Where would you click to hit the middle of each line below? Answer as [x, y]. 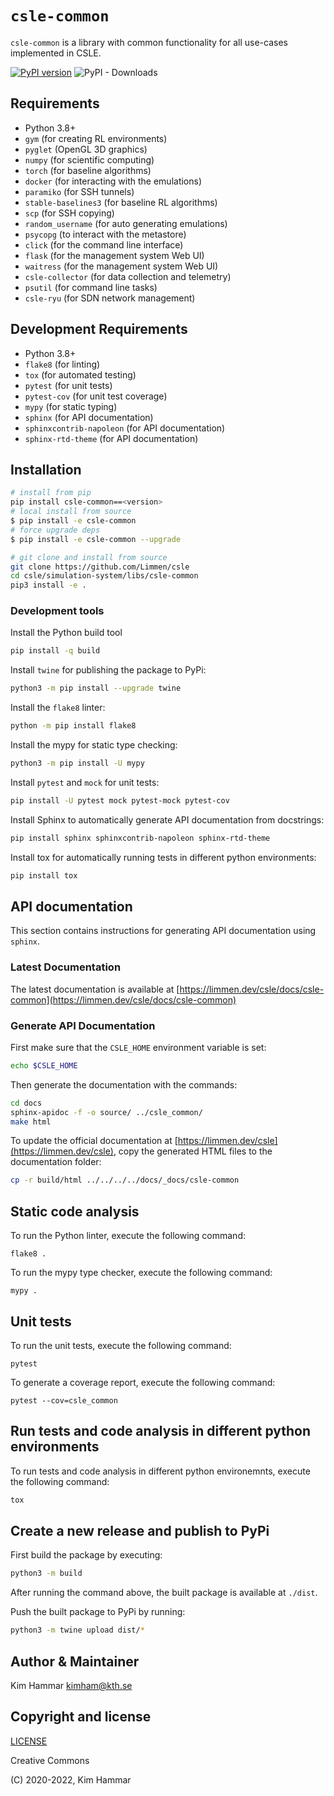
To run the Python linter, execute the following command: [128, 1236]
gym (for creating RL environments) [96, 138]
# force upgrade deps [55, 530]
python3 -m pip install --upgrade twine [96, 688]
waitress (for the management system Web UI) [121, 266]
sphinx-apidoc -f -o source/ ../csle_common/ [106, 1112]
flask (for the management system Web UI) [114, 255]
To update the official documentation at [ [94, 1141]
